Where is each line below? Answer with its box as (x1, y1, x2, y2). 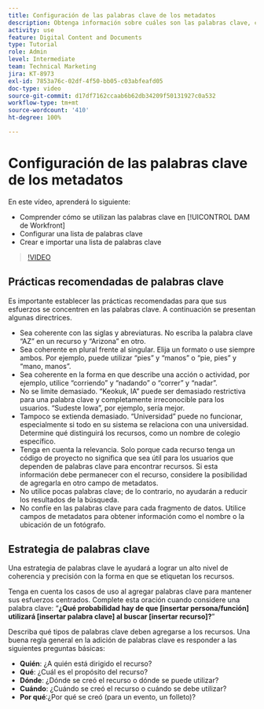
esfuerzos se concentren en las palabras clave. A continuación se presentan (8, 304, 256, 314)
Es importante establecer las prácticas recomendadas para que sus (8, 296, 227, 305)
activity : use (8, 26, 55, 34)
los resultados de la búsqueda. (19, 495, 119, 504)
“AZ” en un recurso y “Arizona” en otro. (19, 336, 147, 345)
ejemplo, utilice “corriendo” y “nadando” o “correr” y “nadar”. (19, 378, 218, 387)
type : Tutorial (8, 41, 58, 49)
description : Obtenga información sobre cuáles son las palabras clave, (8, 19, 251, 27)
